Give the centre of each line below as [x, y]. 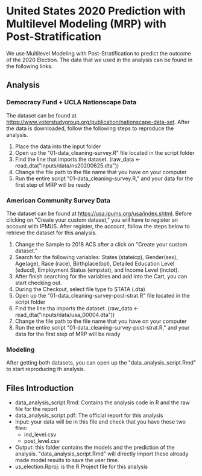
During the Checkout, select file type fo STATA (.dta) [80, 289]
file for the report [36, 409]
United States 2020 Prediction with [96, 11]
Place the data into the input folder [58, 146]
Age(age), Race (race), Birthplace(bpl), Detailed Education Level [95, 263]
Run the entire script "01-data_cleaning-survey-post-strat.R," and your [102, 327]
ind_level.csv [40, 434]
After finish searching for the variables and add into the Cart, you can [101, 276]
